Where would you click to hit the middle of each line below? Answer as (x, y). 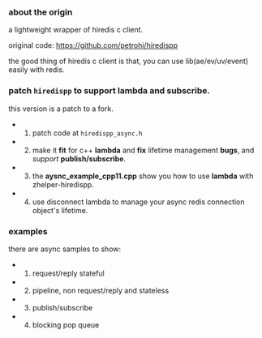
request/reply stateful (69, 273)
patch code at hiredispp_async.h (87, 133)
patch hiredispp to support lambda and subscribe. (110, 91)
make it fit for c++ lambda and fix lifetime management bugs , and (143, 150)
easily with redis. (37, 70)
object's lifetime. (60, 210)
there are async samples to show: (65, 249)
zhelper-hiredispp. (63, 184)
